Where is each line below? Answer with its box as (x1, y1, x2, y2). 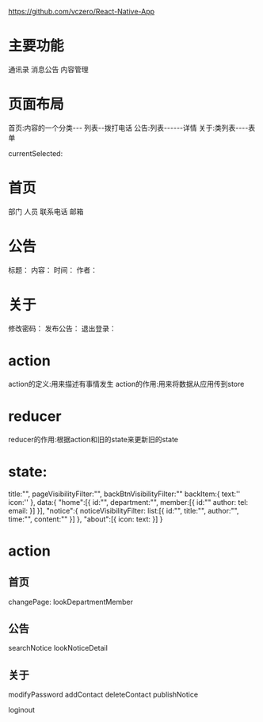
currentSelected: (8, 148, 63, 158)
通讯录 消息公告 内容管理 (8, 64, 89, 74)
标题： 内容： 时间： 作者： (8, 265, 97, 274)
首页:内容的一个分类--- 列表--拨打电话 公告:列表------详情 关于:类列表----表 (8, 123, 256, 132)
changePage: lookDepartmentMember (8, 597, 133, 606)
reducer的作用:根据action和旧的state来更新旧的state (8, 434, 179, 444)
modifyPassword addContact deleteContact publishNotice (8, 690, 199, 700)
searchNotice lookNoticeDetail (8, 644, 109, 653)
